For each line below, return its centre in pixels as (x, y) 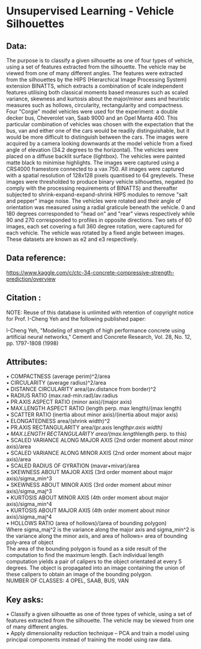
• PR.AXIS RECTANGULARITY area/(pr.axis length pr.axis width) (85, 427)
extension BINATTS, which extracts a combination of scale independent (95, 86)
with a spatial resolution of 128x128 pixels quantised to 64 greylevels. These (100, 175)
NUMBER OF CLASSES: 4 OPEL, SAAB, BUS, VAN (67, 580)
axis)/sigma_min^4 (29, 504)
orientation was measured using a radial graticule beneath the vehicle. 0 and (101, 207)
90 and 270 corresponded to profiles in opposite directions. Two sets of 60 (99, 220)
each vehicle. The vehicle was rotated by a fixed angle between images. (95, 233)
